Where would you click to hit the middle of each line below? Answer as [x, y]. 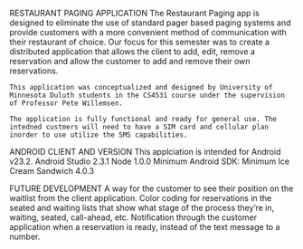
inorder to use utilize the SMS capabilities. [99, 135]
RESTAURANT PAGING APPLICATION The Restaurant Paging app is [134, 13]
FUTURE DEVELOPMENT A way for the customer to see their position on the [151, 188]
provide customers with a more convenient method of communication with [148, 32]
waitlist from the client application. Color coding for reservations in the [141, 198]
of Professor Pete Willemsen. [66, 103]
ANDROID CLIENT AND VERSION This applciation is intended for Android [145, 152]
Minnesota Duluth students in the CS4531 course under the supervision [147, 95]
